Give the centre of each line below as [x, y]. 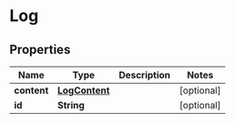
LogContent [84, 90]
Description [144, 75]
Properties [40, 50]
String [71, 105]
